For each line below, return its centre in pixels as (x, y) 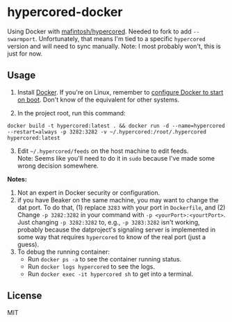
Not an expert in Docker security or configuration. (89, 193)
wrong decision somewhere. (58, 166)
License (25, 296)
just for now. (25, 54)
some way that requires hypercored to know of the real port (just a (111, 236)
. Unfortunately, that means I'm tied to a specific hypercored (121, 38)
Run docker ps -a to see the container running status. (105, 259)
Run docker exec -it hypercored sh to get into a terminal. (110, 274)
